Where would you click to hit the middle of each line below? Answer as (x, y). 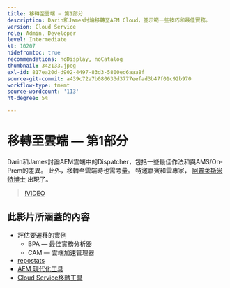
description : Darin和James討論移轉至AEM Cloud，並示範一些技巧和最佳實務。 (109, 20)
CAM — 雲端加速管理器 (61, 252)
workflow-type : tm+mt (39, 85)
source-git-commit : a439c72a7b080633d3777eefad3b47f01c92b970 (99, 79)
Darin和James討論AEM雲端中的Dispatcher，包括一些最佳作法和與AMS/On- (115, 161)
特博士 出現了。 (30, 179)
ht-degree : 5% (28, 99)
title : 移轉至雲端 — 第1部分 (45, 14)
